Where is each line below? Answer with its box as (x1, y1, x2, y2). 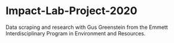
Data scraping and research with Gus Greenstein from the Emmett (5, 24, 168, 31)
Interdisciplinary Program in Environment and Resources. (5, 29, 146, 37)
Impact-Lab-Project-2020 (5, 4, 138, 18)
